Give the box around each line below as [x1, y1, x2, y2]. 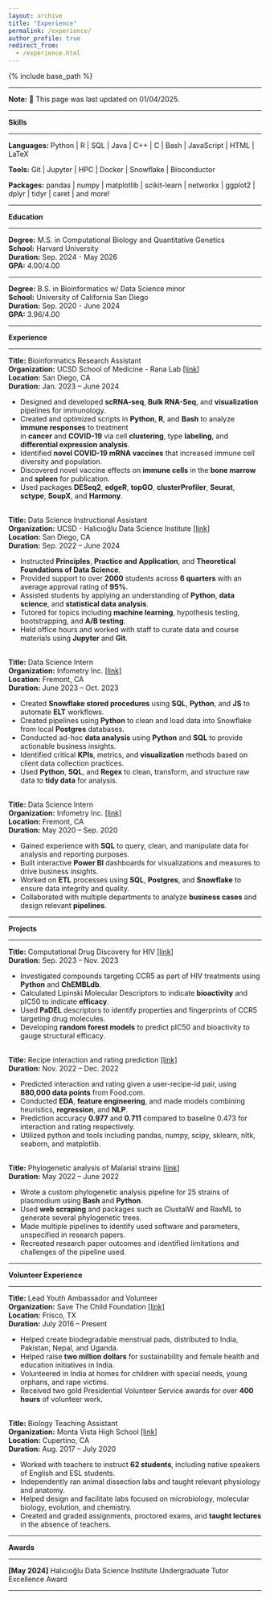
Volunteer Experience [8, 1270, 83, 1280]
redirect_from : [8, 42, 59, 50]
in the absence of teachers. [19, 1519, 111, 1529]
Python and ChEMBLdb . [19, 980, 102, 989]
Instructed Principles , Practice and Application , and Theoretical [19, 557, 236, 565]
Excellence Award [8, 1574, 67, 1584]
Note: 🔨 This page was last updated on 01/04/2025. [8, 94, 180, 104]
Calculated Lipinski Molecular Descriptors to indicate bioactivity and [19, 989, 247, 997]
